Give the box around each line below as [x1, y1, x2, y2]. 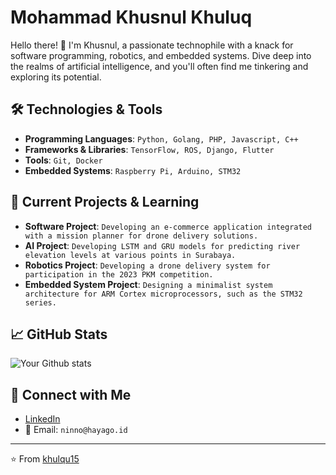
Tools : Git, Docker [24, 154, 103, 166]
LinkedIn [24, 413, 61, 425]
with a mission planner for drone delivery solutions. [24, 231, 259, 241]
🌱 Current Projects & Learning [10, 194, 200, 211]
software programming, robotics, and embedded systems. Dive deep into [10, 49, 312, 61]
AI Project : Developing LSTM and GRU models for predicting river [24, 239, 301, 251]
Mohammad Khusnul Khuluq [10, 6, 253, 29]
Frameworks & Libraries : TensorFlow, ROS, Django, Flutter [24, 143, 275, 155]
